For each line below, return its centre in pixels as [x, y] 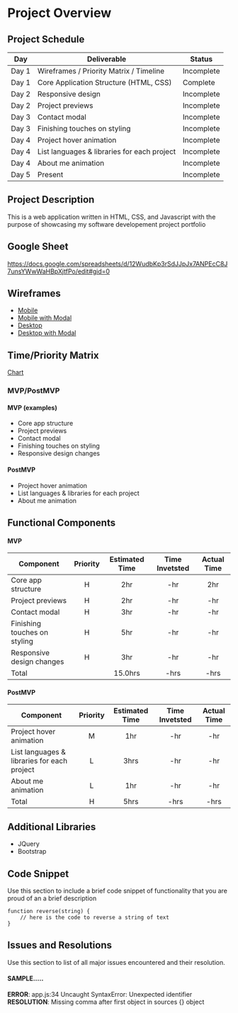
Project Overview [59, 13]
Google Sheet [38, 247]
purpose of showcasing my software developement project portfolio [107, 224]
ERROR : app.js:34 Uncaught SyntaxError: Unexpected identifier [100, 995]
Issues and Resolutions [59, 945]
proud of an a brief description [52, 898]
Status [202, 59]
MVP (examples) [33, 407]
